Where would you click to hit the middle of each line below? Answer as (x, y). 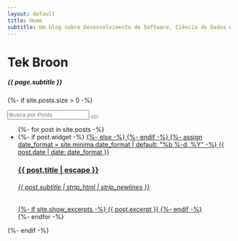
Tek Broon (38, 62)
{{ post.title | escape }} (58, 170)
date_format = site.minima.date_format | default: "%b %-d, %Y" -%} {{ (121, 144)
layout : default (31, 14)
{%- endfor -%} (41, 216)
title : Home (25, 21)
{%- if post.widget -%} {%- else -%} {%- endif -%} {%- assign (110, 137)
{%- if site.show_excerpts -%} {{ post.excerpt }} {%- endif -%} (110, 209)
